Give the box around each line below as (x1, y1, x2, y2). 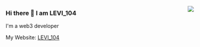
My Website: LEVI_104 (5, 34, 60, 41)
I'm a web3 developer (5, 23, 59, 30)
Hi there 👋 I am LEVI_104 (5, 9, 77, 17)
